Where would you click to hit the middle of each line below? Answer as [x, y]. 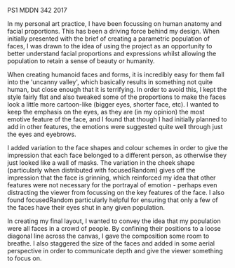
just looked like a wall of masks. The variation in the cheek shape [101, 163]
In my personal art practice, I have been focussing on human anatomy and [115, 24]
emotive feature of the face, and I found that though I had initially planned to [117, 119]
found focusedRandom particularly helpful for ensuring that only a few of [113, 200]
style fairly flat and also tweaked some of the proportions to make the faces [117, 97]
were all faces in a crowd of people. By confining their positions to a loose [114, 228]
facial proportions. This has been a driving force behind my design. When [113, 31]
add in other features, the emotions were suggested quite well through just [115, 127]
